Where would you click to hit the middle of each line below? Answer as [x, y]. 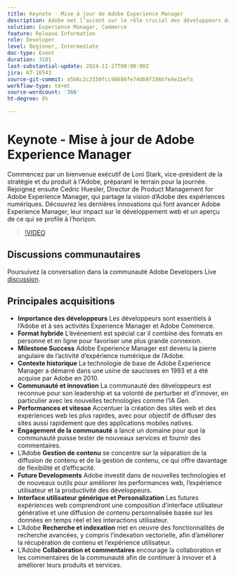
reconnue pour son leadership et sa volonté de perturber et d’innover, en [123, 393]
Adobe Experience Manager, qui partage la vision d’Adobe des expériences [116, 196]
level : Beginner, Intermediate [53, 46]
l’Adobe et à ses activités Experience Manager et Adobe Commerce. [116, 326]
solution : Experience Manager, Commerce [67, 27]
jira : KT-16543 [29, 72]
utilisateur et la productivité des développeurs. [85, 490]
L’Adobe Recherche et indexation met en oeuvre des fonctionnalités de [121, 527]
